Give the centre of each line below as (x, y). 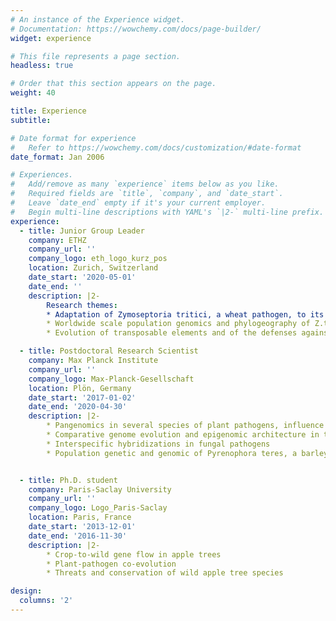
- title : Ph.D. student (68, 480)
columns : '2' (46, 601)
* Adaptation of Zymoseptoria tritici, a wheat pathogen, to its (185, 314)
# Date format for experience (73, 138)
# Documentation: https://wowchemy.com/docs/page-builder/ (136, 29)
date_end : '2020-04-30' (78, 407)
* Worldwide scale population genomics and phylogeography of (178, 324)
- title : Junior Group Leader (82, 231)
